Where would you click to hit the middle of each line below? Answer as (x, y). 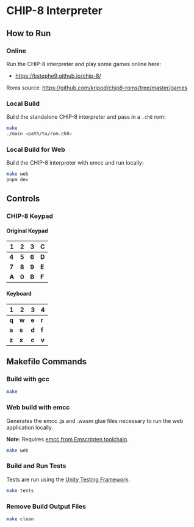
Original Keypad (27, 231)
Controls (23, 199)
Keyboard (19, 294)
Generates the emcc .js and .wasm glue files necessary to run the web (95, 420)
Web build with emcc (38, 408)
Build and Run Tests (36, 466)
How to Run (29, 33)
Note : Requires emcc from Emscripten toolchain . (68, 439)
